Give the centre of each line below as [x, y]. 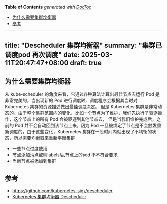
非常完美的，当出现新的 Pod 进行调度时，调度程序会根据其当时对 [71, 101]
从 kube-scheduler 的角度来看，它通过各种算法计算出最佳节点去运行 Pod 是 [83, 94]
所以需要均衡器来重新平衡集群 [44, 138]
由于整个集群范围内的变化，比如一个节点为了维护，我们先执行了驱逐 [88, 113]
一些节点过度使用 [30, 149]
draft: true [86, 63]
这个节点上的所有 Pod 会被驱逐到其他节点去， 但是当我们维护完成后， [85, 119]
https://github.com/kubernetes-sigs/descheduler [62, 191]
